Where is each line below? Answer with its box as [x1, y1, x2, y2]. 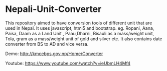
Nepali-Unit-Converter [5, 3, 102, 15]
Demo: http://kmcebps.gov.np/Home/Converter [5, 51, 103, 57]
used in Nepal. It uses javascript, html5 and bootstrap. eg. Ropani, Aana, [5, 25, 154, 31]
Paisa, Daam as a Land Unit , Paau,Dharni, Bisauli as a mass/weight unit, [5, 30, 154, 36]
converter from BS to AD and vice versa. [5, 41, 89, 47]
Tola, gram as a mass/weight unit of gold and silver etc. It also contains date [5, 36, 162, 42]
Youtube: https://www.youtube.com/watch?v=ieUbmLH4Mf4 [5, 60, 131, 66]
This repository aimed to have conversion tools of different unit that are [5, 20, 152, 26]
